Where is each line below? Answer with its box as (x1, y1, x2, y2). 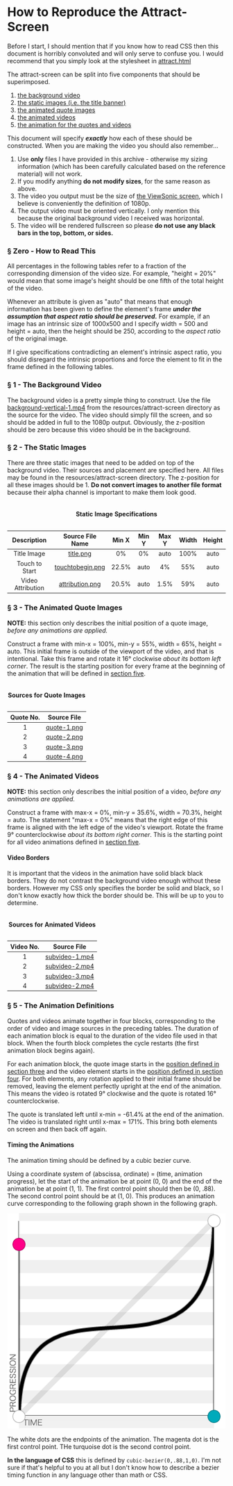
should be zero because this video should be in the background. (7, 425, 191, 434)
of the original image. (7, 334, 68, 343)
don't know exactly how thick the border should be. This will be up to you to (7, 891, 224, 899)
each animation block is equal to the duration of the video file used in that (7, 1031, 217, 1040)
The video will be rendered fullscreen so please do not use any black (17, 221, 216, 229)
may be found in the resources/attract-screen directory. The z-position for (7, 473, 220, 482)
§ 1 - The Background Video (7, 380, 102, 390)
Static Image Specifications (76, 510, 157, 519)
